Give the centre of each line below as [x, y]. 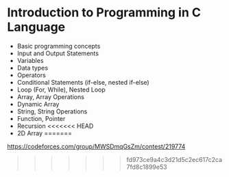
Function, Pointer [41, 118]
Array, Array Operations [50, 96]
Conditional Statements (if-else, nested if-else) [83, 82]
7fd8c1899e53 [147, 167]
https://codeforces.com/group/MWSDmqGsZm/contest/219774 [96, 146]
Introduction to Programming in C [104, 13]
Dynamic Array [38, 104]
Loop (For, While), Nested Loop [61, 90]
